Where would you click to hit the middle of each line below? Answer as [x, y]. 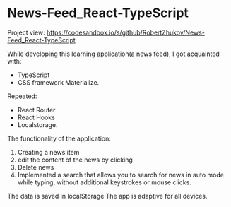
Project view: [26, 32]
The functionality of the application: [59, 138]
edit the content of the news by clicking [75, 160]
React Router [36, 110]
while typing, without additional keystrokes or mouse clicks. [105, 182]
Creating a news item [48, 152]
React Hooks [36, 117]
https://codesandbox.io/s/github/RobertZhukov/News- [126, 32]
